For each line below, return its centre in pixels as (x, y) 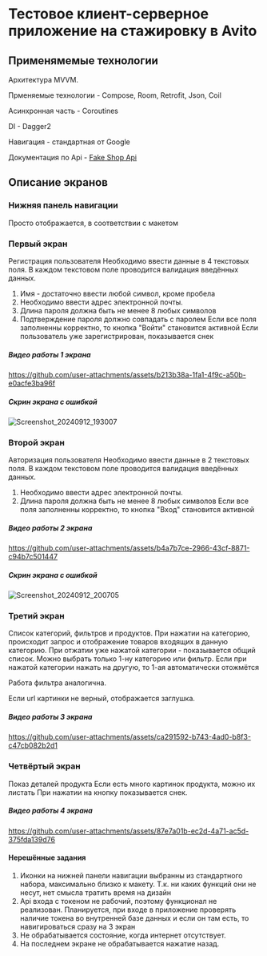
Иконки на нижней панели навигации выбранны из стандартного (131, 875)
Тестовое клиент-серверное (109, 14)
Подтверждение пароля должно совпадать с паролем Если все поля (138, 319)
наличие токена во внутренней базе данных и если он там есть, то (134, 918)
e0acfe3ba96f (32, 383)
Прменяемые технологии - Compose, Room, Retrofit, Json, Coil (115, 95)
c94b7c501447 (33, 557)
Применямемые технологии (83, 61)
